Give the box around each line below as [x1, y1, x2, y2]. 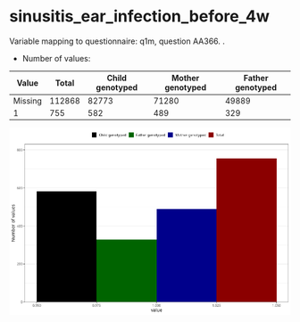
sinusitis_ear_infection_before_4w [9, 6, 270, 27]
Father [243, 73, 269, 84]
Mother [171, 73, 200, 84]
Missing [12, 95, 43, 106]
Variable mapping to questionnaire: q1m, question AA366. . [9, 36, 226, 46]
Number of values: [21, 53, 91, 63]
